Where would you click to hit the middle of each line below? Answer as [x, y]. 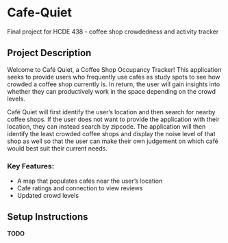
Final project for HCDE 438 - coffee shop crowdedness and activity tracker [113, 31]
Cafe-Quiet [39, 13]
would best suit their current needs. [57, 148]
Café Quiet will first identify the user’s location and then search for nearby [111, 112]
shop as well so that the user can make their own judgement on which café [113, 141]
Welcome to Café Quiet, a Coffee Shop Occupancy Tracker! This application [114, 69]
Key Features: [31, 166]
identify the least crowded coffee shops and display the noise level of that [111, 133]
